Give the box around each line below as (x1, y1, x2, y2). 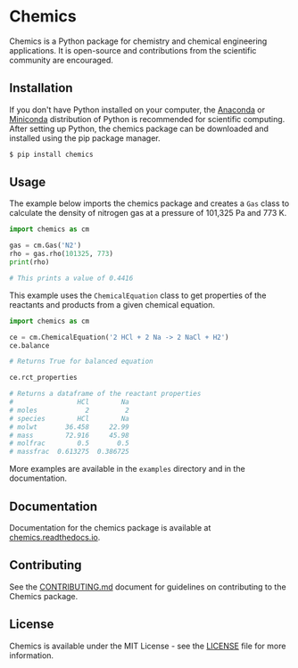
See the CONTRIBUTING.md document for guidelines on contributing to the (9, 581, 287, 592)
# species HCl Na (9, 414, 129, 423)
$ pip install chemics (9, 150, 94, 159)
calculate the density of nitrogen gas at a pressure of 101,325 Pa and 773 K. (9, 208, 287, 219)
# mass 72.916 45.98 (9, 431, 129, 440)
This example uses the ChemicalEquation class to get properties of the (9, 290, 267, 301)
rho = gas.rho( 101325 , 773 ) (9, 250, 114, 259)
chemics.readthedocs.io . (9, 532, 101, 542)
